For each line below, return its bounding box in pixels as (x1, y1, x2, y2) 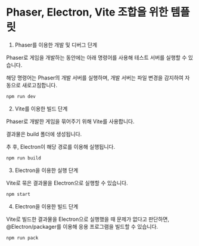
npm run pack (6, 235, 39, 241)
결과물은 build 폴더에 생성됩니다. (6, 130, 82, 137)
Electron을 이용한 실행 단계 (14, 167, 79, 174)
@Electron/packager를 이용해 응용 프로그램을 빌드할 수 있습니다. (6, 223, 158, 230)
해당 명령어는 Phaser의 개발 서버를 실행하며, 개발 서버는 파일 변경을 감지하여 (6, 74, 184, 81)
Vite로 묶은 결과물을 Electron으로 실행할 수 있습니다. (6, 179, 128, 186)
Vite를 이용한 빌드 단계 (14, 105, 68, 112)
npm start (6, 191, 31, 197)
